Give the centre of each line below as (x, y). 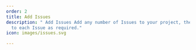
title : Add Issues (28, 17)
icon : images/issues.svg (36, 33)
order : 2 (17, 11)
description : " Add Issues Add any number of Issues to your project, (94, 22)
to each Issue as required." (47, 28)
